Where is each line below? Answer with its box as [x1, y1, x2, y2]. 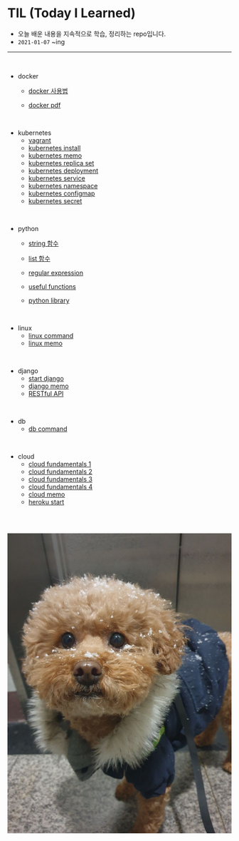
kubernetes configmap [28, 189, 95, 198]
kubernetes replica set [28, 158, 95, 167]
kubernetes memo [28, 151, 83, 160]
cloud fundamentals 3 [28, 474, 92, 483]
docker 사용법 [28, 86, 68, 95]
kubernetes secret [28, 196, 83, 205]
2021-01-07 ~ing [17, 37, 65, 46]
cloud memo [28, 490, 65, 499]
